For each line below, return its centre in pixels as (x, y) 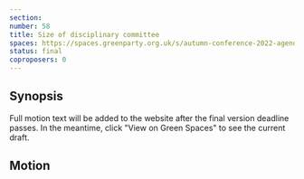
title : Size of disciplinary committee (85, 34)
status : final (36, 52)
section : (26, 18)
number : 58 (30, 26)
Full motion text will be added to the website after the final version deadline (149, 118)
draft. (19, 137)
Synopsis (36, 96)
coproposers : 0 (38, 60)
